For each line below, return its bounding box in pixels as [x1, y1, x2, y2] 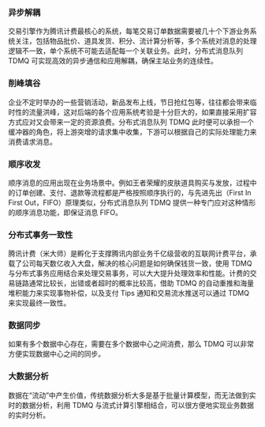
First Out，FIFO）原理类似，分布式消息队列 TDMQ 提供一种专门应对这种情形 [8, 198, 256, 207]
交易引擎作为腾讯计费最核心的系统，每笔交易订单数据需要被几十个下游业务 [8, 26, 250, 36]
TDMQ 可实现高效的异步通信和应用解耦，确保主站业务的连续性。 [8, 56, 218, 66]
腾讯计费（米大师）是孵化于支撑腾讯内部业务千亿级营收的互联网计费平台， [8, 249, 250, 259]
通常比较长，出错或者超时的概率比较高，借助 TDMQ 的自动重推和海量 [28, 278, 255, 288]
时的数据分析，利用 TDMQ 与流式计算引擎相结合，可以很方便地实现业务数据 [8, 400, 255, 410]
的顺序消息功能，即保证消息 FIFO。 [8, 207, 122, 217]
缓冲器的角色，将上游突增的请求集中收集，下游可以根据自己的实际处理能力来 [8, 127, 257, 136]
